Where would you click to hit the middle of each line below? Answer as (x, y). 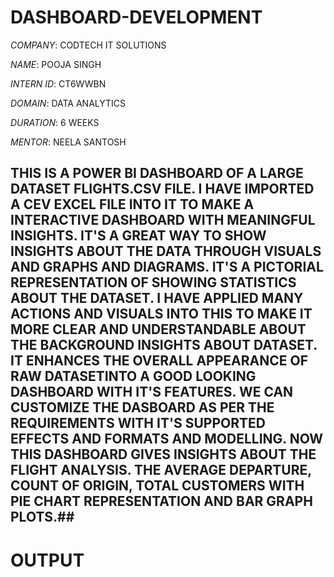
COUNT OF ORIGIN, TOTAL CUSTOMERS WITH (157, 486)
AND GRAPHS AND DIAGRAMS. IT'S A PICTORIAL (167, 267)
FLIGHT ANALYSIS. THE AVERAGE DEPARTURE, (161, 470)
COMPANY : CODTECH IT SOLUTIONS (88, 45)
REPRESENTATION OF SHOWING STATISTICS (153, 282)
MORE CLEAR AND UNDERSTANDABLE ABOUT (158, 329)
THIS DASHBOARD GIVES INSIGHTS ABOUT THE (163, 454)
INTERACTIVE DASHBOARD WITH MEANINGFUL (163, 220)
